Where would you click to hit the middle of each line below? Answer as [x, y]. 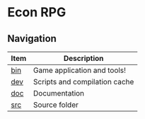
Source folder [56, 105]
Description [83, 58]
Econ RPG [37, 12]
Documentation [59, 93]
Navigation [32, 39]
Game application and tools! [79, 70]
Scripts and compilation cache [83, 82]
